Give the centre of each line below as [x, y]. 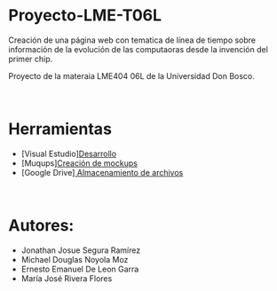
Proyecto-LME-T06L [85, 16]
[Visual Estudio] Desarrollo [69, 153]
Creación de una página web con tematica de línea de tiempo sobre [132, 40]
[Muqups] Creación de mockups [79, 163]
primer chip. [31, 59]
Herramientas [60, 129]
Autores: [41, 226]
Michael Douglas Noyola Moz [75, 259]
